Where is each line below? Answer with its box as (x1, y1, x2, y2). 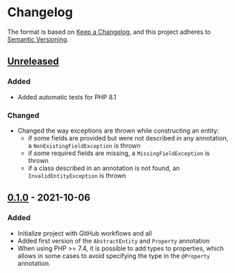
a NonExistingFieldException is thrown (27, 141, 141, 150)
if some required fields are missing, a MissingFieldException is (27, 149, 210, 157)
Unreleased (7, 56, 60, 68)
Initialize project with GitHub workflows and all (17, 229, 153, 237)
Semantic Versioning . (7, 35, 69, 43)
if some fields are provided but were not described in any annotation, (27, 133, 229, 142)
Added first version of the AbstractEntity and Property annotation (17, 236, 210, 245)
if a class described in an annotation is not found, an (27, 164, 180, 172)
